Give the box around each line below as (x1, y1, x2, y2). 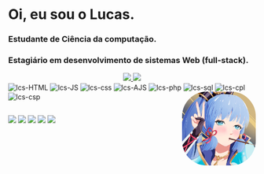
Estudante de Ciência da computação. (8, 34, 157, 45)
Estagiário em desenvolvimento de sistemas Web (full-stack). (8, 55, 249, 66)
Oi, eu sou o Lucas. (8, 6, 135, 24)
